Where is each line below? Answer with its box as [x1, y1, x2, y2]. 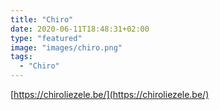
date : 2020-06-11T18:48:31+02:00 [10, 24, 150, 34]
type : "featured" [10, 33, 83, 43]
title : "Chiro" [10, 14, 74, 25]
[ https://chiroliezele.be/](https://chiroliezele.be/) [10, 89, 210, 100]
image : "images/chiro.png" [10, 42, 123, 53]
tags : [10, 52, 33, 62]
